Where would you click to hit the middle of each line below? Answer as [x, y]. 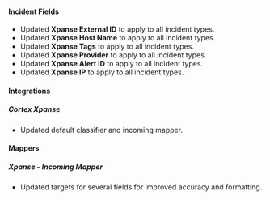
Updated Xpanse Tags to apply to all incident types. [107, 47]
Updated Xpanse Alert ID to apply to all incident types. [112, 64]
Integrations [30, 91]
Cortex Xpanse [34, 109]
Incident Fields [34, 11]
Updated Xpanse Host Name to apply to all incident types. [118, 38]
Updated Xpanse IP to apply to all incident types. [102, 72]
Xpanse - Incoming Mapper [56, 167]
